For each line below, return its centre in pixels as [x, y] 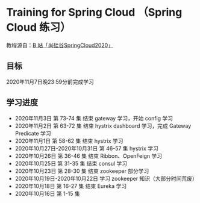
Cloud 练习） [39, 27]
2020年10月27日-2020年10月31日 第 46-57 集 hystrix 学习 [86, 148]
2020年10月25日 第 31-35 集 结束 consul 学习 [71, 163]
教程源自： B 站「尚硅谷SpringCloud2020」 [60, 45]
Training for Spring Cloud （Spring [94, 12]
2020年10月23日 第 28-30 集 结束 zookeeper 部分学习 [82, 171]
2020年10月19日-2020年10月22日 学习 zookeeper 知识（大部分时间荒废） [106, 178]
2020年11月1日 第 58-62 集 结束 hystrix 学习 [69, 141]
